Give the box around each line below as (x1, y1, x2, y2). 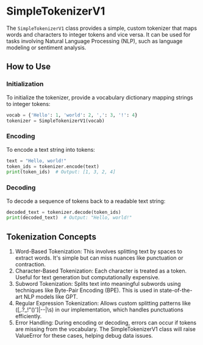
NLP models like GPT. (23, 293, 78, 301)
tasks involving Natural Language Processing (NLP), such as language (6, 37, 183, 44)
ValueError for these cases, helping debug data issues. (15, 332, 154, 340)
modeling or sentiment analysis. (6, 44, 87, 51)
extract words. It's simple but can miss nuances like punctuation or (15, 254, 183, 261)
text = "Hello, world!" (6, 157, 67, 164)
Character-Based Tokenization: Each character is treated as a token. (15, 267, 187, 275)
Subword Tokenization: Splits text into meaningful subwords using (15, 280, 181, 288)
